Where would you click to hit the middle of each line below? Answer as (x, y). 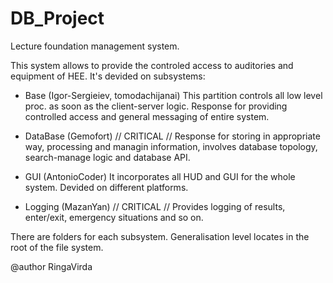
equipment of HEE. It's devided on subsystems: (108, 76)
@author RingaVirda (51, 266)
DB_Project (57, 18)
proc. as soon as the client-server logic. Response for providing (156, 106)
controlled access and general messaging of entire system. (147, 116)
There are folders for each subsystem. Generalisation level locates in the (160, 236)
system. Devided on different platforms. (106, 187)
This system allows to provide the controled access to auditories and (152, 65)
